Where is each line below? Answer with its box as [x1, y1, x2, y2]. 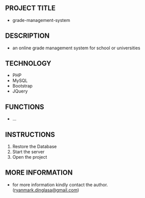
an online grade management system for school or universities [12, 45, 141, 51]
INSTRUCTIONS [5, 130, 56, 139]
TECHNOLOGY [5, 59, 52, 68]
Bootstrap [12, 83, 33, 89]
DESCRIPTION [5, 32, 50, 40]
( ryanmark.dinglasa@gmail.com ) [12, 187, 79, 193]
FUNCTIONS [5, 102, 45, 111]
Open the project [12, 154, 47, 160]
